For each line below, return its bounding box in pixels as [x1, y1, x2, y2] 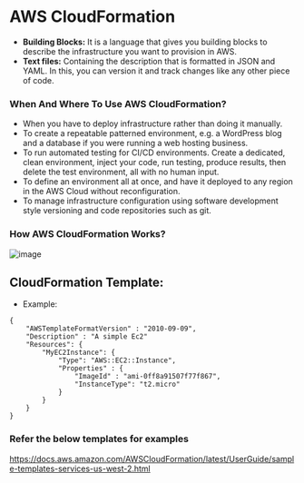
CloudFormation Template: [9, 274, 164, 290]
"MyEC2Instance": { [42, 348, 116, 358]
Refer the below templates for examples [9, 433, 189, 446]
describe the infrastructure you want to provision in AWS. [22, 45, 238, 56]
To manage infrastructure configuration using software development [22, 195, 279, 206]
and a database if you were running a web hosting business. [22, 138, 249, 149]
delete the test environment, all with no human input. [22, 166, 220, 178]
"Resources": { [25, 340, 83, 350]
